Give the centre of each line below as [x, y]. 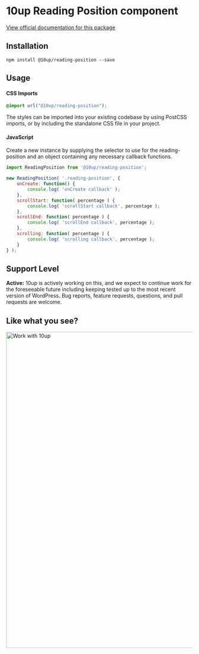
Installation [27, 46]
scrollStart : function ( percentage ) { [66, 201]
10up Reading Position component [92, 11]
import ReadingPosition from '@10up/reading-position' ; [76, 168]
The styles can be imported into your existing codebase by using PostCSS [97, 117]
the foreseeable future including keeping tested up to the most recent [91, 289]
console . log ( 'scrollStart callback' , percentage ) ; [94, 206]
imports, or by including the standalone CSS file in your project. [84, 124]
